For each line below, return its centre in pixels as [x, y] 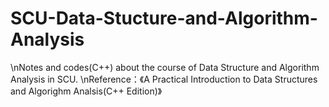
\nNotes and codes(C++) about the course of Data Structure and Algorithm [165, 67]
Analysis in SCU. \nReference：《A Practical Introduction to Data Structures [164, 79]
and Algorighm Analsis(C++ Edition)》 [86, 91]
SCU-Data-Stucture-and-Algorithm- [164, 18]
